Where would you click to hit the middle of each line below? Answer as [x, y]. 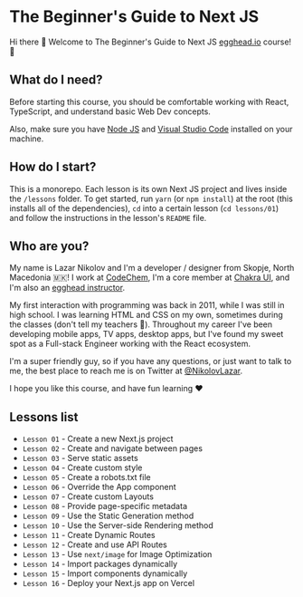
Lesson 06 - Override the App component [99, 487]
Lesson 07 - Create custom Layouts [88, 496]
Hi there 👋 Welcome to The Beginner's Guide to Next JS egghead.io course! [151, 42]
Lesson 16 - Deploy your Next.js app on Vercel [109, 583]
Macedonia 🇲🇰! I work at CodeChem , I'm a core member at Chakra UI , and [150, 277]
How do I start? [53, 167]
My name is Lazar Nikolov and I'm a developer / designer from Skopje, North [152, 268]
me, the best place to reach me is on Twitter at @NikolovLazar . [126, 371]
